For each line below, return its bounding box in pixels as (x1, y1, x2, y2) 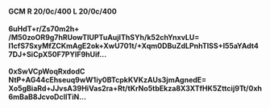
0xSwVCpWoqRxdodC (8, 66, 85, 76)
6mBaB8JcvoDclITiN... (8, 92, 87, 102)
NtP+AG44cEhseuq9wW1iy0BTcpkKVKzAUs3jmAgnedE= (8, 75, 207, 85)
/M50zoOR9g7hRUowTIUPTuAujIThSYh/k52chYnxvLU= (8, 33, 200, 42)
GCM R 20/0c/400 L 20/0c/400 (8, 6, 117, 16)
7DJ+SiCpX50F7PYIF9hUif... (8, 50, 107, 59)
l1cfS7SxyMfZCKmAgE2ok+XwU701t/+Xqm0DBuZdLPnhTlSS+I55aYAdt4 (8, 41, 260, 51)
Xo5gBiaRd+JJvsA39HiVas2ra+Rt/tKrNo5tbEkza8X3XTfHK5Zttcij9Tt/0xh (8, 84, 263, 94)
